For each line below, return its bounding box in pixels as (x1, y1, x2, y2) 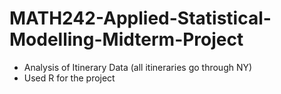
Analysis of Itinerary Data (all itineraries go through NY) (23, 61, 253, 73)
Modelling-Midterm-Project (9, 28, 244, 51)
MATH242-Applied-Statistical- (9, 7, 272, 30)
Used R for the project (23, 72, 116, 84)
